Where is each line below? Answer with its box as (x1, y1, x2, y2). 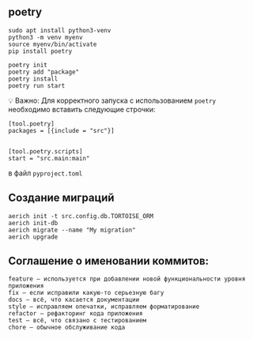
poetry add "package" (8, 68, 80, 76)
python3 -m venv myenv (8, 33, 83, 41)
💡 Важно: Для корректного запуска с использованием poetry (8, 96, 216, 105)
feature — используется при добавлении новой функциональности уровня (8, 275, 246, 283)
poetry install (8, 74, 59, 83)
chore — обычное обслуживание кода (8, 323, 126, 332)
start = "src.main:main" (8, 154, 90, 162)
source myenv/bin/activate (8, 40, 97, 48)
